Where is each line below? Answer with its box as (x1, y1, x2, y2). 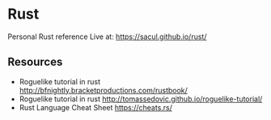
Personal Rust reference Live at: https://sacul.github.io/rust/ (7, 32, 207, 41)
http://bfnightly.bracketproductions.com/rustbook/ (19, 85, 188, 95)
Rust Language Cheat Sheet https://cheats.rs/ (19, 102, 173, 112)
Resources (7, 55, 63, 69)
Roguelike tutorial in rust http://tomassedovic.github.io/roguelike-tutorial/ (19, 94, 263, 104)
